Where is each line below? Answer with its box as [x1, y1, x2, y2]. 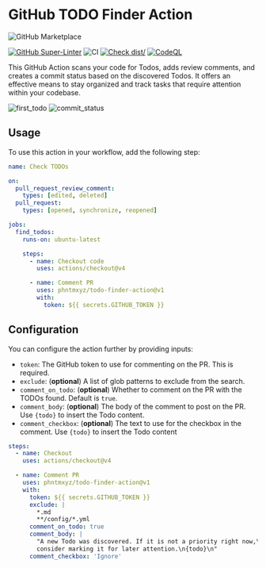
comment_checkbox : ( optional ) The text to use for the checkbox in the [19, 418, 242, 428]
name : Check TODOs [8, 163, 69, 171]
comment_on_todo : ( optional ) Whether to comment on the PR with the [19, 385, 243, 394]
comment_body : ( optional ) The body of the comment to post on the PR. [19, 401, 246, 411]
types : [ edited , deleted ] [22, 192, 108, 200]
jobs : [8, 221, 26, 228]
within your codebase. [8, 87, 82, 97]
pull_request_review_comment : [15, 184, 115, 192]
